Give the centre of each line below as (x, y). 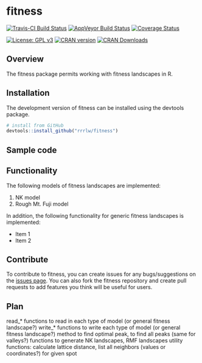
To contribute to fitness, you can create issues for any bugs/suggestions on (101, 274)
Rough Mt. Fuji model (42, 204)
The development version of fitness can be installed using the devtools (95, 107)
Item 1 (23, 234)
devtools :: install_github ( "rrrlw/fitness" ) (62, 131)
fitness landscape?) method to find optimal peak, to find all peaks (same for (101, 334)
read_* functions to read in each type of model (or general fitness (88, 321)
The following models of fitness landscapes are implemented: (84, 185)
